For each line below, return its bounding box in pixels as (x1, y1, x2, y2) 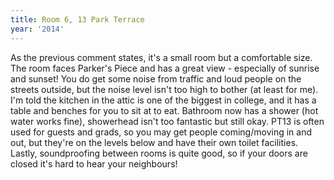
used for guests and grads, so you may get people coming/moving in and (10, 126, 312, 138)
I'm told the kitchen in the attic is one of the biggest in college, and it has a (10, 94, 317, 106)
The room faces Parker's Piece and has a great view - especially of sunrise (10, 62, 320, 74)
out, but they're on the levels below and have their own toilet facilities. (10, 136, 299, 148)
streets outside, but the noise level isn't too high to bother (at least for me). (10, 83, 319, 95)
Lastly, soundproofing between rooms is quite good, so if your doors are (10, 147, 308, 159)
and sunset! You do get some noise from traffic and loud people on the (10, 72, 302, 85)
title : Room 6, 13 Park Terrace (10, 14, 145, 25)
